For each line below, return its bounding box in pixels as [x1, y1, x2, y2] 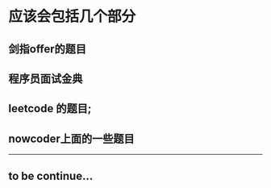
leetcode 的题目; [8, 102, 92, 115]
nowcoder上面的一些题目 [8, 132, 135, 145]
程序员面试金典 [8, 72, 83, 86]
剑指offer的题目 [8, 42, 87, 56]
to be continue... [8, 169, 94, 182]
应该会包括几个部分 [8, 7, 136, 26]
